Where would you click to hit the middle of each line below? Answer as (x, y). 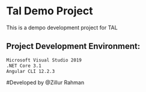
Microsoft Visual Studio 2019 (44, 60)
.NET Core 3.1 (24, 66)
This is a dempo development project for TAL (62, 27)
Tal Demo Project (50, 11)
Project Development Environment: (73, 46)
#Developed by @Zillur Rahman (45, 82)
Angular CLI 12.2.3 (31, 71)
